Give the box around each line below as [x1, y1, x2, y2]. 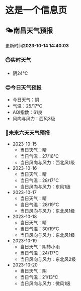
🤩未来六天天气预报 [5, 129, 50, 136]
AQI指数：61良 [12, 109, 43, 115]
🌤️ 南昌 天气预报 [5, 26, 53, 35]
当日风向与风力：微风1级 [20, 280, 71, 286]
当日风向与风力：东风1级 [20, 183, 71, 189]
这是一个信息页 [5, 5, 67, 16]
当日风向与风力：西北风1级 [20, 159, 75, 165]
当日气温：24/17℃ [20, 250, 59, 256]
